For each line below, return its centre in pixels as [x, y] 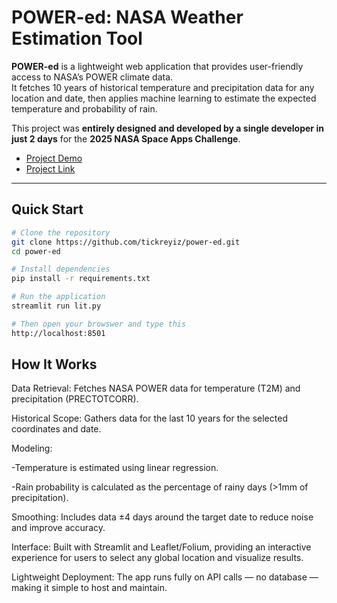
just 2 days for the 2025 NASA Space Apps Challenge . [126, 138]
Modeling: [32, 448]
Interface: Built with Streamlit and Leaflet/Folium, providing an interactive [161, 547]
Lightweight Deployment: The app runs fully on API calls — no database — [165, 577]
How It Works [54, 364]
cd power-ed [36, 251]
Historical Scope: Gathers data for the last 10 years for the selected [149, 418]
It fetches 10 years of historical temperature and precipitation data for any [163, 87]
